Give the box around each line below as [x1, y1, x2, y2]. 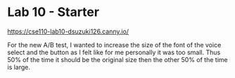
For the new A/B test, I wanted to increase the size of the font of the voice [7, 40, 222, 49]
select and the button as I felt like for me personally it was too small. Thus [7, 48, 221, 56]
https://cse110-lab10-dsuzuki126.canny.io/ [7, 27, 129, 36]
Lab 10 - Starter [7, 4, 100, 20]
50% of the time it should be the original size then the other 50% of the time [7, 55, 228, 63]
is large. [7, 63, 30, 71]
